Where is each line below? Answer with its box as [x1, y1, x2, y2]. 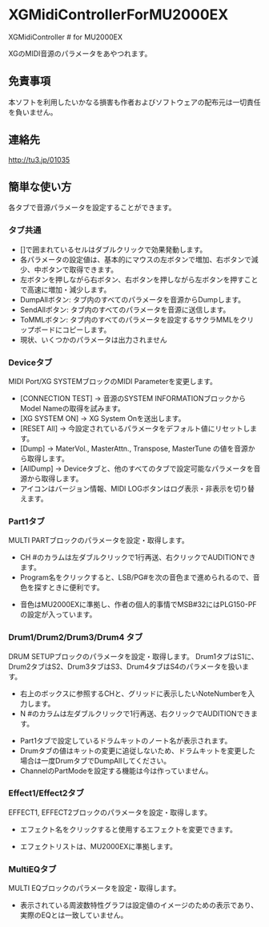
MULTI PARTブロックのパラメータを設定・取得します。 [8, 536, 190, 545]
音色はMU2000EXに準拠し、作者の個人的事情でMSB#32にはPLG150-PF [19, 600, 258, 609]
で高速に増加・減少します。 [19, 285, 111, 294]
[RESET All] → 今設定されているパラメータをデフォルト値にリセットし [19, 423, 251, 433]
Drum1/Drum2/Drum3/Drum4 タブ [8, 632, 143, 643]
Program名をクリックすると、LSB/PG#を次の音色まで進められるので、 [19, 573, 254, 582]
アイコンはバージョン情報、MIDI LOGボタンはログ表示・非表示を [19, 484, 234, 493]
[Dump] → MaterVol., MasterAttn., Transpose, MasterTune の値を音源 [19, 443, 248, 453]
